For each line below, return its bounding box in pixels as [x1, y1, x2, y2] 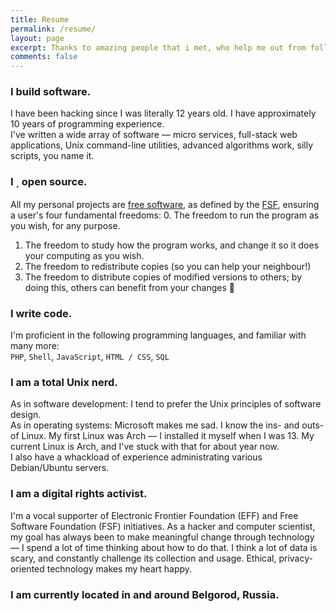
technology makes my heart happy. [46, 562, 193, 575]
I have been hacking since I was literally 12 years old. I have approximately [10, 107, 317, 120]
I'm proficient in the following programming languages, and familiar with [10, 329, 307, 341]
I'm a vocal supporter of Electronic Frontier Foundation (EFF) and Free [10, 509, 299, 521]
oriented [10, 562, 45, 575]
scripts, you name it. [10, 150, 95, 162]
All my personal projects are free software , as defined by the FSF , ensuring [10, 198, 320, 210]
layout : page [10, 33, 65, 43]
